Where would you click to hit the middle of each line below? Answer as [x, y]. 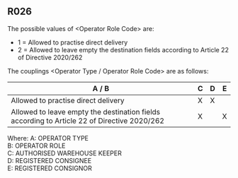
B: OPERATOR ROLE [36, 146]
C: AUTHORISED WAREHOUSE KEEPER [64, 153]
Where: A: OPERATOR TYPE [48, 138]
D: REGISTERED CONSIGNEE [50, 160]
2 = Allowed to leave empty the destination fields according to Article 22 [123, 49]
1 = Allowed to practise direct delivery [73, 42]
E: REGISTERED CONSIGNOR [50, 168]
